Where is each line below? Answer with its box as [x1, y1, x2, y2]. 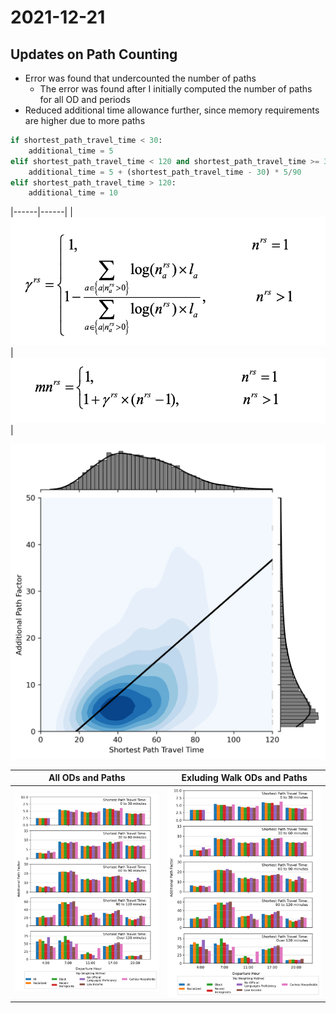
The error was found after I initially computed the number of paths [39, 83, 313, 95]
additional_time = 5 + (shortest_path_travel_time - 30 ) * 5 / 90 [28, 167, 302, 177]
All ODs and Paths [48, 772, 126, 784]
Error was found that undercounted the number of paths [24, 72, 257, 84]
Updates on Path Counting [10, 46, 178, 63]
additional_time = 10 [28, 188, 118, 198]
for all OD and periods [39, 94, 131, 105]
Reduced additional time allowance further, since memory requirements [24, 104, 320, 116]
